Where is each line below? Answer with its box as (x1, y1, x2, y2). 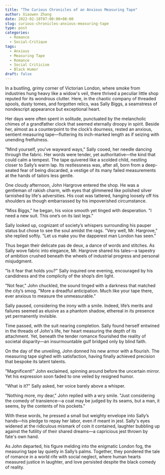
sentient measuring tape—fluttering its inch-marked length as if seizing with (5, 131, 159, 137)
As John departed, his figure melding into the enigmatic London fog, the (5, 443, 152, 449)
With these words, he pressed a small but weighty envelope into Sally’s (5, 412, 149, 418)
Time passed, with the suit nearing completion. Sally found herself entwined (5, 322, 160, 329)
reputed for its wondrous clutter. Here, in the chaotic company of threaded (5, 95, 157, 101)
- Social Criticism (9, 62, 50, 67)
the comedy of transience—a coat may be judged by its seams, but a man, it (5, 397, 160, 403)
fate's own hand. (5, 433, 39, 439)
